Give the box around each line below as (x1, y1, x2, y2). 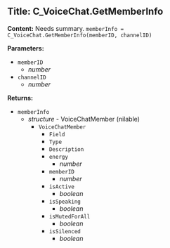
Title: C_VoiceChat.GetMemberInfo (7, 6, 164, 18)
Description (48, 145, 84, 153)
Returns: (7, 93, 34, 102)
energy (48, 153, 69, 160)
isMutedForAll (48, 213, 91, 220)
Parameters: (7, 44, 44, 52)
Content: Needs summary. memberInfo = (7, 24, 124, 32)
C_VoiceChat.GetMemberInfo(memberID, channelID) (7, 32, 152, 39)
